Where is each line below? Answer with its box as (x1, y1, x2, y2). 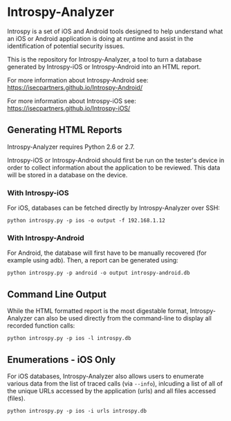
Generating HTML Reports (7, 124, 122, 136)
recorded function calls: (7, 321, 75, 330)
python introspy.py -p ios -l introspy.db (7, 335, 131, 342)
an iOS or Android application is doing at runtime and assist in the (7, 34, 194, 42)
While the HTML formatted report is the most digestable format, (7, 307, 189, 315)
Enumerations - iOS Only (7, 354, 116, 366)
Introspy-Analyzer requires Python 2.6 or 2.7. (7, 143, 135, 151)
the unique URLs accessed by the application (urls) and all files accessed (7, 386, 216, 395)
